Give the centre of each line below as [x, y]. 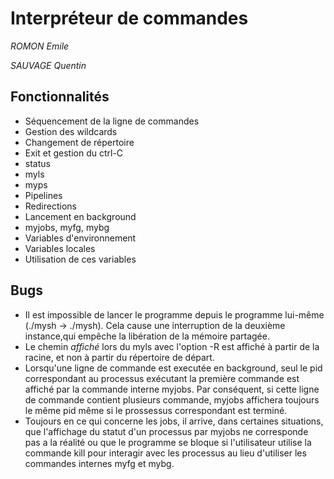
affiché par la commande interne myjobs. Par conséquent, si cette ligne [172, 389]
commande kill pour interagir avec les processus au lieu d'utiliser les [165, 453]
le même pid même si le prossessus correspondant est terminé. [156, 410]
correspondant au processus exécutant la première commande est [162, 378]
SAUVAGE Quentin [48, 65]
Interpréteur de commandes [129, 18]
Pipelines [43, 195]
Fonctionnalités [60, 97]
